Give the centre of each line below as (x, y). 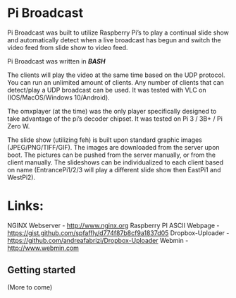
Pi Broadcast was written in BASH (56, 61)
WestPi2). (21, 177)
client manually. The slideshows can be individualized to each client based (116, 162)
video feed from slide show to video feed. (68, 47)
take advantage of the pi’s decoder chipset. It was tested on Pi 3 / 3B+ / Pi (115, 119)
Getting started (42, 270)
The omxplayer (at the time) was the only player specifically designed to (112, 111)
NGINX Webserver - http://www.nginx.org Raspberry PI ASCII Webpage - (113, 225)
